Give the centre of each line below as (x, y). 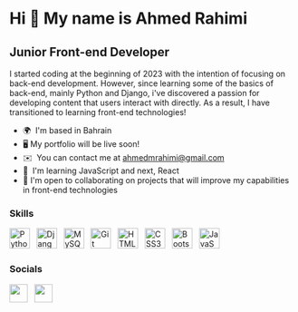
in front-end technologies (70, 190)
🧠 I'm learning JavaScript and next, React (101, 171)
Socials (26, 269)
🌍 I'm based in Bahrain (67, 130)
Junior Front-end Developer (90, 52)
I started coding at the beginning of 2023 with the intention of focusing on (148, 73)
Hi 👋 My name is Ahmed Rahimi (128, 19)
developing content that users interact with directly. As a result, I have (139, 102)
